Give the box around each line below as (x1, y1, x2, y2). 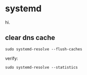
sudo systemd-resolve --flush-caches (5, 46, 83, 52)
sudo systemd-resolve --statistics (5, 65, 78, 70)
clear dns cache (5, 34, 56, 42)
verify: (5, 55, 18, 61)
